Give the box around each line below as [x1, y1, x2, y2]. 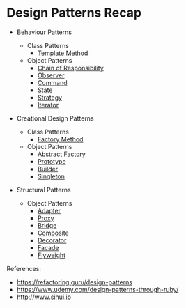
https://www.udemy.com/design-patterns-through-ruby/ [16, 285, 179, 293]
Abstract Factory [37, 150, 86, 158]
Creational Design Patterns [16, 114, 95, 123]
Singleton [37, 172, 65, 180]
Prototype [37, 157, 67, 165]
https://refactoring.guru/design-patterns [16, 277, 133, 286]
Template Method [37, 49, 88, 57]
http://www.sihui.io [16, 293, 71, 301]
